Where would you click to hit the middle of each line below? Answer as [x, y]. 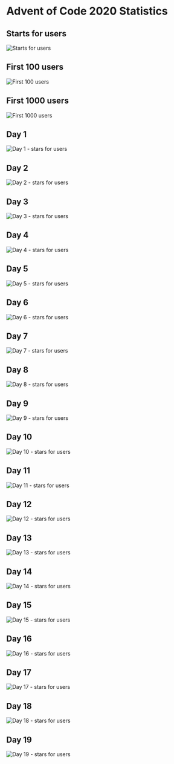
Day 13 [19, 538]
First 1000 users [38, 101]
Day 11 [18, 471]
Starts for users [36, 34]
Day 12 [19, 504]
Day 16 [19, 639]
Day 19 [19, 739]
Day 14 [19, 572]
